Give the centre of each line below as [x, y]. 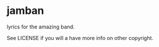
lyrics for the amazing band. [41, 27]
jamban [26, 11]
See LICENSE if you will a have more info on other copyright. [80, 38]
